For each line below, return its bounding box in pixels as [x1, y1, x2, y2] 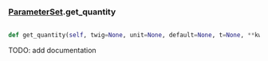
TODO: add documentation [8, 46, 97, 55]
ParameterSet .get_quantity [8, 6, 116, 17]
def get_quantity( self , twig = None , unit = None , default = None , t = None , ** [8, 31, 255, 40]
